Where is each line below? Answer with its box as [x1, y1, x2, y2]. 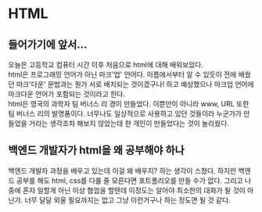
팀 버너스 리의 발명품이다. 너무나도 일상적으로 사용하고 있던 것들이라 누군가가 [8, 109, 242, 118]
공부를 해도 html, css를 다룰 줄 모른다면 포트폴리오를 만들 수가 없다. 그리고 [16, 175, 244, 185]
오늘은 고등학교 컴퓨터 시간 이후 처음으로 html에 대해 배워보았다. [8, 60, 203, 69]
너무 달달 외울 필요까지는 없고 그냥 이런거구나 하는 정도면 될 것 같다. [24, 195, 231, 204]
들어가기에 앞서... [8, 38, 88, 51]
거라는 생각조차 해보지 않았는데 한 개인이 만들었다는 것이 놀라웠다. [28, 119, 229, 128]
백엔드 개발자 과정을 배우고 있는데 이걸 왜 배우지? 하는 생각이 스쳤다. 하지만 [8, 166, 237, 175]
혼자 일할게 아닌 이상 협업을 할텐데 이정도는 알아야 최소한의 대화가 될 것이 [22, 185, 246, 195]
